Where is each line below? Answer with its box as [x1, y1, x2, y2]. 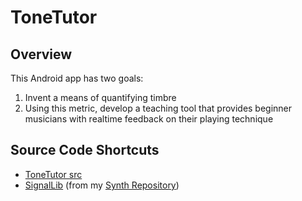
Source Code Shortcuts [10, 142, 160, 159]
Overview [10, 46, 73, 63]
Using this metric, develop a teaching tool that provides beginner [24, 102, 293, 114]
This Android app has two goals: [10, 72, 144, 84]
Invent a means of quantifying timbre [24, 92, 177, 103]
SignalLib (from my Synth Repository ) [24, 179, 180, 191]
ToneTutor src [24, 168, 83, 180]
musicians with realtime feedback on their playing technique [24, 113, 274, 125]
